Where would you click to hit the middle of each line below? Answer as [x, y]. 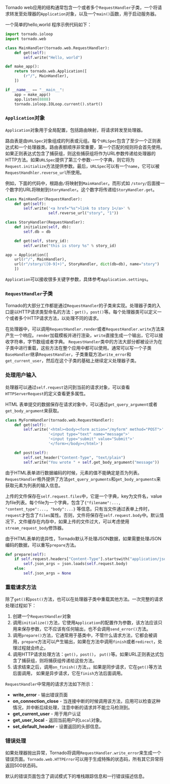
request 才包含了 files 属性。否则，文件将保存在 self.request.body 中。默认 [82, 515]
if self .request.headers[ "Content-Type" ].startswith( [72, 559]
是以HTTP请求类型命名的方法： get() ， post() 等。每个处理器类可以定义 [83, 312]
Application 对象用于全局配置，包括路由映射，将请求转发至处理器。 [75, 130]
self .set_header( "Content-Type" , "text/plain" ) [74, 458]
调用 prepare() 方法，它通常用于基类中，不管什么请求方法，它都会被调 [85, 636]
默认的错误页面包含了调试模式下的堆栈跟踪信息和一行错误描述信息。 [76, 776]
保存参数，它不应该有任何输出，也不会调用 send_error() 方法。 [86, 629]
